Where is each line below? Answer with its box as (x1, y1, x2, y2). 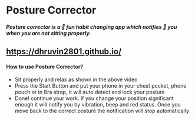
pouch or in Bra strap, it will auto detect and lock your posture (14, 89, 165, 96)
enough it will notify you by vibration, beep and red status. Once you (14, 101, 181, 108)
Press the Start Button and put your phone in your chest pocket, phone (14, 82, 187, 89)
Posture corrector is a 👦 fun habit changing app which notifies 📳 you (6, 23, 177, 30)
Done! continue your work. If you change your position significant (14, 95, 174, 102)
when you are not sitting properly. (6, 29, 91, 36)
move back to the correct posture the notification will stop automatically (14, 107, 190, 115)
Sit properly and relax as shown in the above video (14, 76, 138, 83)
